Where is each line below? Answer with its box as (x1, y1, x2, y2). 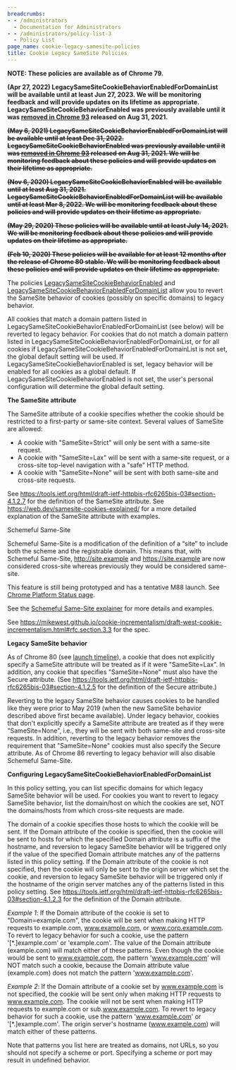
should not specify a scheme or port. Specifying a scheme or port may (7, 1048, 213, 1057)
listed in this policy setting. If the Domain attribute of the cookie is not (7, 857, 209, 865)
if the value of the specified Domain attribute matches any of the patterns (7, 850, 221, 858)
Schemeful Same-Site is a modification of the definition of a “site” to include (7, 539, 228, 548)
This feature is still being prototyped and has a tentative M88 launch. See (7, 583, 220, 591)
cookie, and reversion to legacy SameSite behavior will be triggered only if (7, 872, 223, 881)
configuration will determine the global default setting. (7, 382, 165, 390)
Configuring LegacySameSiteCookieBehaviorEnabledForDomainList (7, 770, 211, 779)
